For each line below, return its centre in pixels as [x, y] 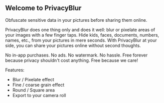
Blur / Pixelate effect [33, 79]
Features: [15, 70]
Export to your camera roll [39, 95]
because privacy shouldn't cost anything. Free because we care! [72, 60]
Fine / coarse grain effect [38, 85]
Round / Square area [33, 90]
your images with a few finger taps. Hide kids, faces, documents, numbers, [82, 35]
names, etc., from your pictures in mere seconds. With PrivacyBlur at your [81, 40]
